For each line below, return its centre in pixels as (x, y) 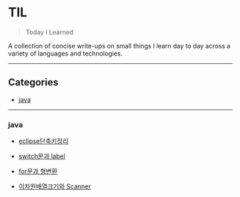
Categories (33, 82)
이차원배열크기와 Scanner (54, 186)
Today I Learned (49, 32)
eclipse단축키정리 (43, 141)
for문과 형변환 (38, 171)
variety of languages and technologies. (66, 53)
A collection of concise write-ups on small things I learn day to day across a (119, 46)
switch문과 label (42, 156)
